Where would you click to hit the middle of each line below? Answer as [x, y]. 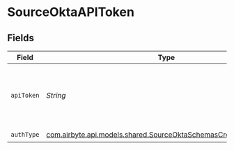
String [56, 95]
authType [25, 134]
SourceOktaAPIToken [71, 12]
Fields [21, 38]
